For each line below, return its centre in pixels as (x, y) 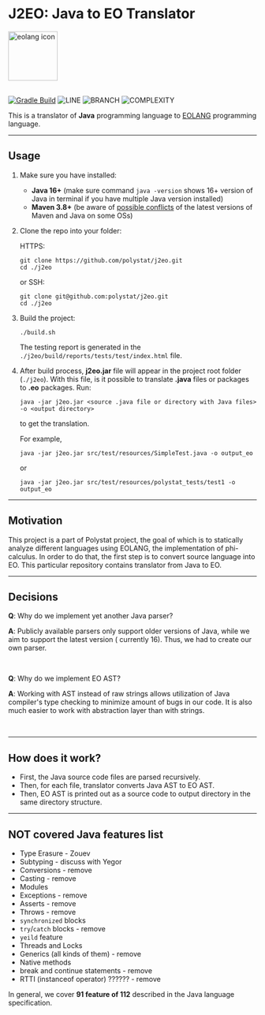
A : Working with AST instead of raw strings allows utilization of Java (119, 694)
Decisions (33, 597)
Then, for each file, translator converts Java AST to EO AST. (117, 786)
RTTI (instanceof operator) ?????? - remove (90, 979)
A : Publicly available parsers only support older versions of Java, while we (129, 631)
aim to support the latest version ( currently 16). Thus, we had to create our (130, 640)
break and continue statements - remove (86, 970)
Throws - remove (48, 912)
